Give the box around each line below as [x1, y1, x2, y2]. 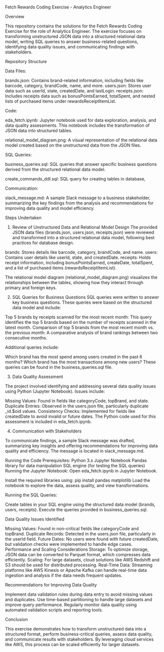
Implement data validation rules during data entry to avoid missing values [5, 591, 153, 597]
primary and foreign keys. [5, 285, 57, 291]
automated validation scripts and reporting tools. [5, 607, 103, 613]
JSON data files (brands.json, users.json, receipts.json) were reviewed [12, 229, 154, 235]
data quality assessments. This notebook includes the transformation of [5, 122, 150, 128]
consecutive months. [5, 335, 47, 340]
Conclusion [5, 616, 28, 622]
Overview [5, 14, 24, 19]
